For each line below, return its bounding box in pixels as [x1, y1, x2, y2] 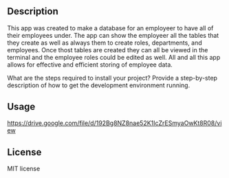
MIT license [7, 164, 41, 173]
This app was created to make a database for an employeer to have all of [7, 23, 214, 32]
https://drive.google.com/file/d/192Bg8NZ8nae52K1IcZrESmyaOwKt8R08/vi [7, 119, 222, 127]
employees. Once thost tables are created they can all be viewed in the [7, 45, 208, 54]
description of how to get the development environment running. [7, 81, 190, 89]
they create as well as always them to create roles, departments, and [7, 38, 202, 47]
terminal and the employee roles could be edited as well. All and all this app [7, 53, 221, 61]
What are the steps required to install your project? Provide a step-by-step [7, 74, 218, 82]
